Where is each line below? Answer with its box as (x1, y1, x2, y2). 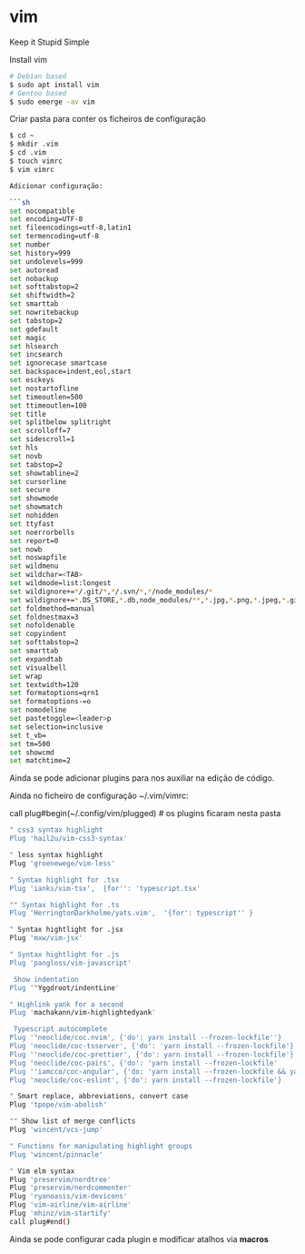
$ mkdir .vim (9, 139, 59, 149)
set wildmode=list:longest (9, 579, 112, 588)
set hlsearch (9, 341, 59, 351)
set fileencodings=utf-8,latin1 (9, 223, 132, 233)
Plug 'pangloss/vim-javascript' (9, 958, 132, 967)
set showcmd (9, 748, 54, 757)
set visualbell (9, 662, 67, 673)
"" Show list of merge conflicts (9, 1117, 136, 1126)
